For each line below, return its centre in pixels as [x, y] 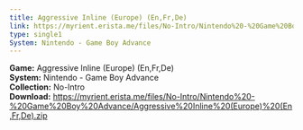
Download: [30, 97]
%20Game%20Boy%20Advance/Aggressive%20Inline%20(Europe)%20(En [151, 106]
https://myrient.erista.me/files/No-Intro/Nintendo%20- [154, 97]
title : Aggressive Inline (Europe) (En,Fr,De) [98, 17]
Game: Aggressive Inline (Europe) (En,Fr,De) [92, 68]
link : [19, 26]
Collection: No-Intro [47, 87]
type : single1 [36, 34]
